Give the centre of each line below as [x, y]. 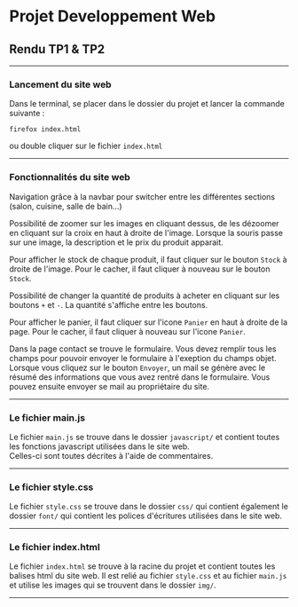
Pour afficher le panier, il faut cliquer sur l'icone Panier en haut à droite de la [149, 322]
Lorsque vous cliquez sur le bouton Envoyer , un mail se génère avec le [137, 367]
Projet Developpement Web [112, 16]
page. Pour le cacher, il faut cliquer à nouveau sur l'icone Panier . [127, 331]
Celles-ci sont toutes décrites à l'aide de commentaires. [111, 455]
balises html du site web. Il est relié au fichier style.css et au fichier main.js [148, 576]
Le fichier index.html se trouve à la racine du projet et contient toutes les [142, 566]
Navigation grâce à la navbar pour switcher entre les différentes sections [142, 196]
